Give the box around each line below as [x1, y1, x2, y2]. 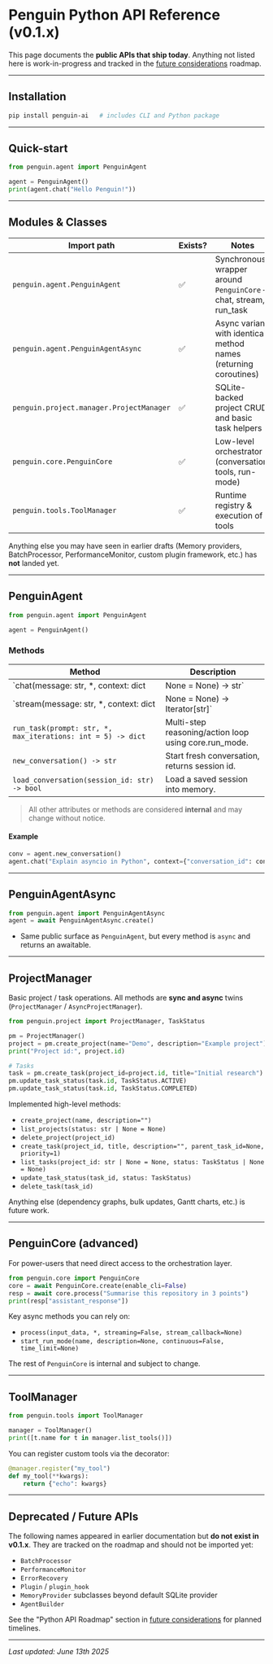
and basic [214, 412, 253, 423]
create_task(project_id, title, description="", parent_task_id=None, [19, 1142, 265, 1151]
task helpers [214, 422, 262, 433]
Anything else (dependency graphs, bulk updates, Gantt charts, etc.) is [8, 1197, 245, 1206]
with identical [214, 327, 266, 339]
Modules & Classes [8, 216, 107, 230]
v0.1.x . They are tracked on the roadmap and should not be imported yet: [8, 1540, 253, 1550]
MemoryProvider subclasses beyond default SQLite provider [19, 1590, 218, 1601]
